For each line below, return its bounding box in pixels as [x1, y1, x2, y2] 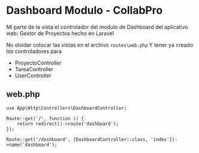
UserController [14, 72, 52, 79]
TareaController [14, 65, 54, 72]
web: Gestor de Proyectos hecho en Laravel [6, 29, 114, 36]
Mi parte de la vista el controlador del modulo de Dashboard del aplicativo [6, 23, 188, 30]
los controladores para [6, 47, 62, 54]
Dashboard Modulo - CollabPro [6, 4, 163, 17]
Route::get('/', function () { [6, 115, 84, 121]
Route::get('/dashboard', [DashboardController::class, [6, 136, 148, 142]
